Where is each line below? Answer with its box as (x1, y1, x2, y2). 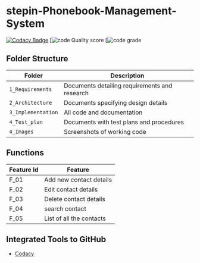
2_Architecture (9, 99, 52, 106)
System (6, 17, 45, 30)
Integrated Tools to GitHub (6, 234, 106, 245)
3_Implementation (9, 109, 58, 115)
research (63, 89, 89, 97)
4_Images (9, 128, 34, 135)
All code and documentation (63, 108, 143, 117)
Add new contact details (44, 176, 112, 184)
